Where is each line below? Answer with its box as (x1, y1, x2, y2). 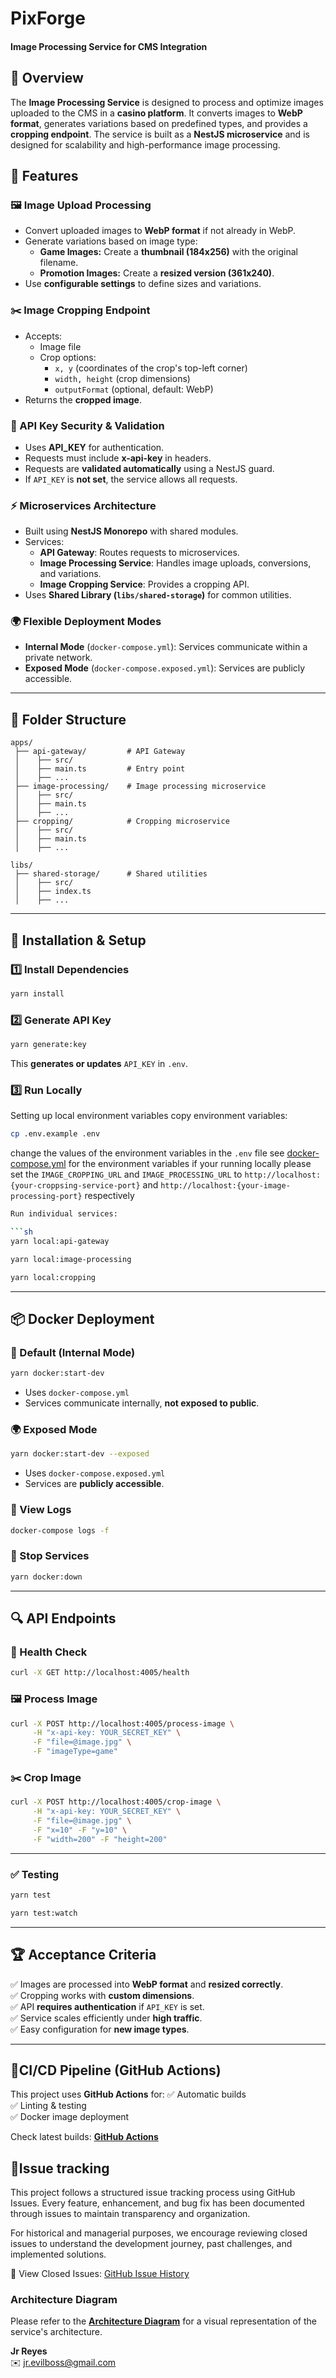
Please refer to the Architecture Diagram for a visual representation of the (10, 2315, 317, 2327)
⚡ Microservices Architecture (10, 498, 157, 512)
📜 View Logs (10, 1503, 72, 1517)
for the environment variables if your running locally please (68, 1158, 312, 1170)
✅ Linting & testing (10, 2100, 87, 2112)
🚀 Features (10, 167, 79, 184)
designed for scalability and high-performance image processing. (10, 138, 281, 151)
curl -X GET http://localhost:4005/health (10, 1668, 190, 1678)
